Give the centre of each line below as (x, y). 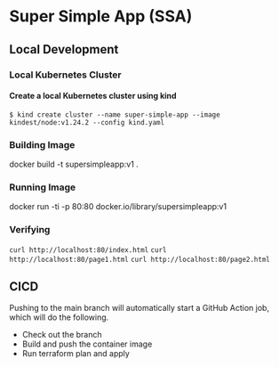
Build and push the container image (87, 344)
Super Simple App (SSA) (101, 16)
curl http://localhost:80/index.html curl (88, 250)
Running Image (43, 187)
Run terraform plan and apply (76, 354)
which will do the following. (59, 317)
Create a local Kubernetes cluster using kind (93, 96)
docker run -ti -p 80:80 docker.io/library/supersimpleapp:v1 (118, 207)
